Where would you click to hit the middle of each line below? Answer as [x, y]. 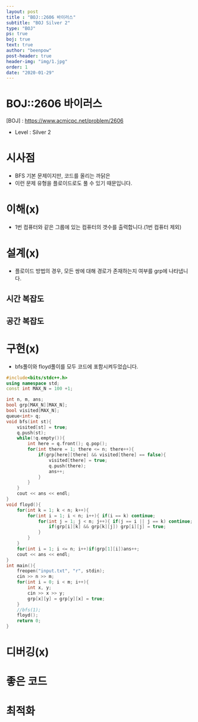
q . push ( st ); [32, 433]
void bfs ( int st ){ [29, 421]
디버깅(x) [28, 652]
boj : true [18, 39]
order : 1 [17, 67]
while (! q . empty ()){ [41, 438]
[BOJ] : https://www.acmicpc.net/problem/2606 [65, 121]
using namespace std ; [33, 383]
